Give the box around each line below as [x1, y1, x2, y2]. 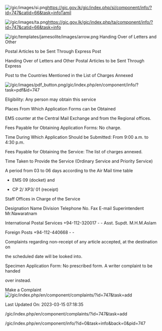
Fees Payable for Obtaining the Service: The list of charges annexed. [5, 149, 143, 154]
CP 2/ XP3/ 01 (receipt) [12, 186, 59, 192]
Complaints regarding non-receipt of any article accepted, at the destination [5, 239, 158, 244]
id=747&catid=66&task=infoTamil [5, 10, 72, 16]
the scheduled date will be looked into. [5, 254, 83, 259]
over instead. [5, 277, 32, 283]
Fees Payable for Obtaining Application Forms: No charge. [5, 125, 122, 130]
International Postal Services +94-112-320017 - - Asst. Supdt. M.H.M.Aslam [5, 220, 157, 226]
